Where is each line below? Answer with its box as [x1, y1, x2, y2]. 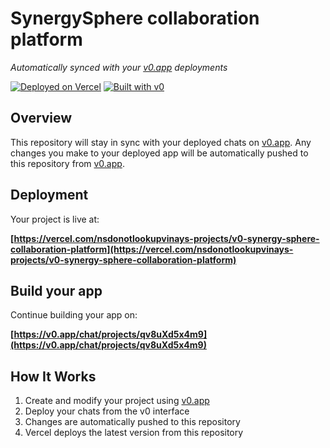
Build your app [10, 282, 103, 299]
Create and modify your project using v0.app [24, 395, 210, 407]
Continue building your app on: [10, 309, 138, 321]
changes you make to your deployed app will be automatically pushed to [10, 147, 309, 159]
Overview [10, 110, 73, 127]
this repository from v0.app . [10, 157, 125, 169]
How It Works [10, 368, 97, 385]
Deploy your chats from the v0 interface [24, 405, 190, 417]
